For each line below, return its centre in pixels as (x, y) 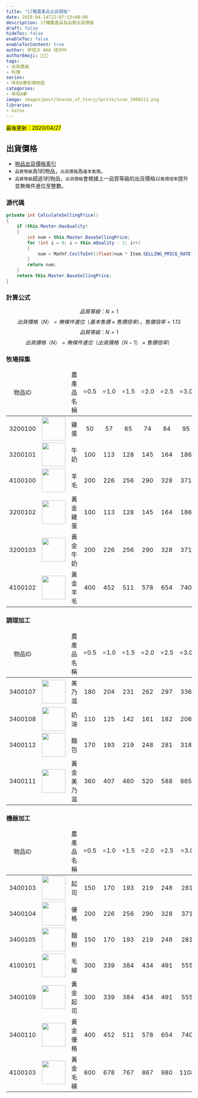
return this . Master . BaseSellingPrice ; (64, 276)
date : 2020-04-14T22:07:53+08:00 (47, 17)
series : (16, 77)
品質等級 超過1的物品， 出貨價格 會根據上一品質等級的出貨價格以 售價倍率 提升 (101, 178)
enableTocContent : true (35, 45)
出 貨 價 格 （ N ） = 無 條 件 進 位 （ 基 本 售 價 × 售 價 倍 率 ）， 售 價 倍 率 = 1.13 (99, 322)
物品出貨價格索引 (35, 164)
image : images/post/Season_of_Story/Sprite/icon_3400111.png (83, 99)
